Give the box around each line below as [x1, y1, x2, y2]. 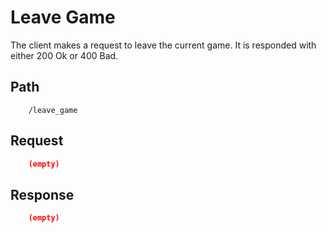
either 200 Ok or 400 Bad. [10, 49, 119, 61]
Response [10, 186, 75, 203]
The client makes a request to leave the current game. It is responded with [10, 39, 317, 51]
